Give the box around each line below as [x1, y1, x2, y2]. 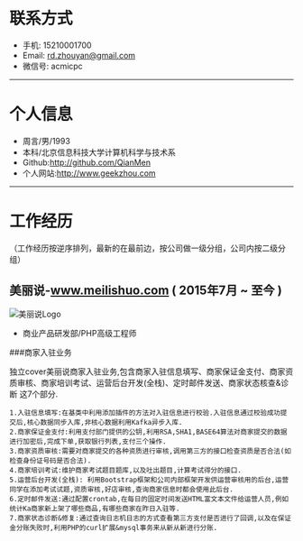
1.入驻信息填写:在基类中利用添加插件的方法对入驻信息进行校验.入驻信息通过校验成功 [9, 408, 281, 417]
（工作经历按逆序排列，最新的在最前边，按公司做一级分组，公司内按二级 [9, 243, 278, 253]
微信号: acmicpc [22, 60, 83, 71]
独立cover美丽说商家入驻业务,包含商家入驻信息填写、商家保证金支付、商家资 [9, 366, 294, 377]
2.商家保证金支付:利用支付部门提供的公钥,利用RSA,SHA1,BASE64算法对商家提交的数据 [9, 427, 288, 436]
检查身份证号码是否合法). [9, 456, 92, 465]
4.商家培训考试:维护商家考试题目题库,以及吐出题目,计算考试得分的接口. [9, 465, 242, 474]
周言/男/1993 [22, 135, 70, 146]
